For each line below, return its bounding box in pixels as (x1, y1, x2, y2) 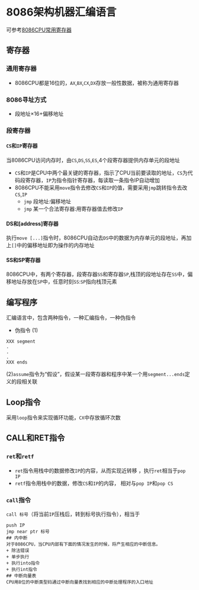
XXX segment (6, 339, 36, 345)
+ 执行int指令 (6, 567, 37, 573)
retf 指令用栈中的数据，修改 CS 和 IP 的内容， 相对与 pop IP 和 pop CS (14, 479, 174, 487)
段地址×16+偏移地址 (14, 110, 64, 117)
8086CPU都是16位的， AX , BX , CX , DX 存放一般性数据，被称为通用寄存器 (14, 79, 179, 86)
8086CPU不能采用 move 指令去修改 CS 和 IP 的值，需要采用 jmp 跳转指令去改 (14, 184, 188, 191)
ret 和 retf (6, 452, 34, 460)
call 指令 (6, 496, 31, 504)
